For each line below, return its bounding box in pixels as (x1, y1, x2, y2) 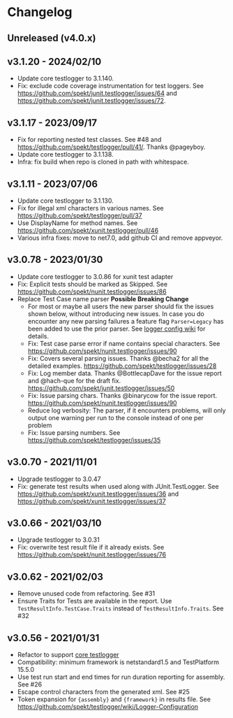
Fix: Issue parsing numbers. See (27, 428, 121, 437)
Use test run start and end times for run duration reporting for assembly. (17, 673, 225, 682)
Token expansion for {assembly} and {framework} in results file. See (17, 695, 211, 703)
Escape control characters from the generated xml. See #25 (17, 688, 190, 696)
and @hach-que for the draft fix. (27, 376, 121, 385)
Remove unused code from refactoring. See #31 (17, 589, 156, 598)
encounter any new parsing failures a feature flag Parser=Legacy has (27, 317, 225, 325)
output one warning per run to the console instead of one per (27, 413, 204, 422)
